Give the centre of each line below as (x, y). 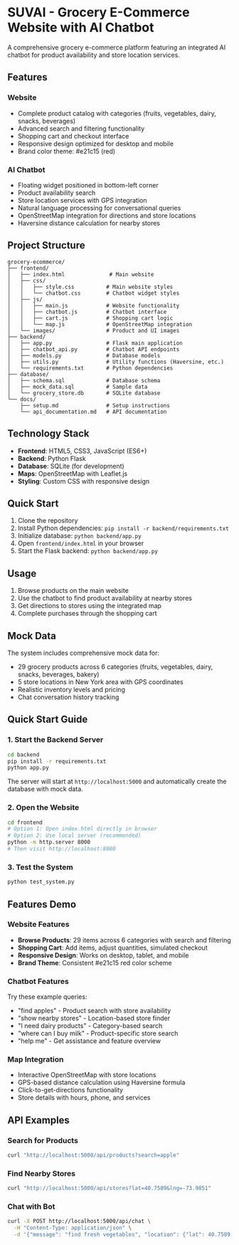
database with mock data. (45, 789)
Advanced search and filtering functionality (81, 128)
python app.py (28, 768)
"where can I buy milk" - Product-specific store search (98, 1033)
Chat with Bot (31, 1206)
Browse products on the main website (73, 591)
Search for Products (43, 1140)
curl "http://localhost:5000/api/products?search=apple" (94, 1155)
